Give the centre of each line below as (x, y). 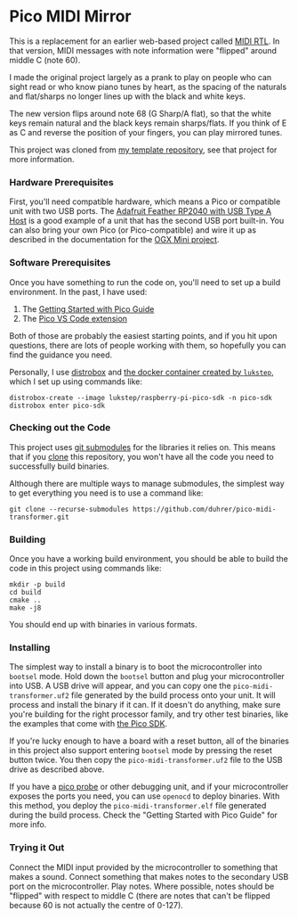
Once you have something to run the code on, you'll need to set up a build (145, 282)
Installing (30, 648)
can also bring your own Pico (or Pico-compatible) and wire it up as (133, 230)
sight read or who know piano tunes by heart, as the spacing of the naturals (148, 86)
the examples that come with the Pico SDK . (88, 724)
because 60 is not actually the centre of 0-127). (97, 905)
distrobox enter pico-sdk (57, 406)
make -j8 (25, 608)
